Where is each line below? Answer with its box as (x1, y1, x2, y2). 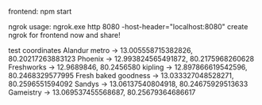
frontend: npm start (8, 7, 72, 16)
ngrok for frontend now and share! (8, 31, 121, 39)
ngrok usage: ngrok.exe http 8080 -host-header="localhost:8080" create (8, 22, 249, 31)
